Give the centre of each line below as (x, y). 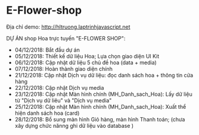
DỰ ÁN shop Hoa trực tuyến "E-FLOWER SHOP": (66, 38)
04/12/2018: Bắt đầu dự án (47, 50)
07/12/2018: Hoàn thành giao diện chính (64, 68)
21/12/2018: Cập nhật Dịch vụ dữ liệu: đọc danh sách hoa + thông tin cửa (104, 75)
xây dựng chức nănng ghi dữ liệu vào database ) (74, 125)
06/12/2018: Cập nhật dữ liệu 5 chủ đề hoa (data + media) (85, 62)
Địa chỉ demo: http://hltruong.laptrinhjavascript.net (68, 27)
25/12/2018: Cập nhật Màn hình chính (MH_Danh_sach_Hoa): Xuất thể (100, 106)
